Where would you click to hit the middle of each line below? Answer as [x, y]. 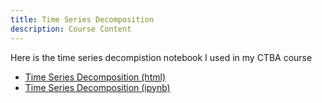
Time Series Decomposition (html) [95, 77]
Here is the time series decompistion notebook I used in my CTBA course [161, 57]
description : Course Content [71, 29]
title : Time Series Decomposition [82, 19]
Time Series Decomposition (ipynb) [97, 87]
